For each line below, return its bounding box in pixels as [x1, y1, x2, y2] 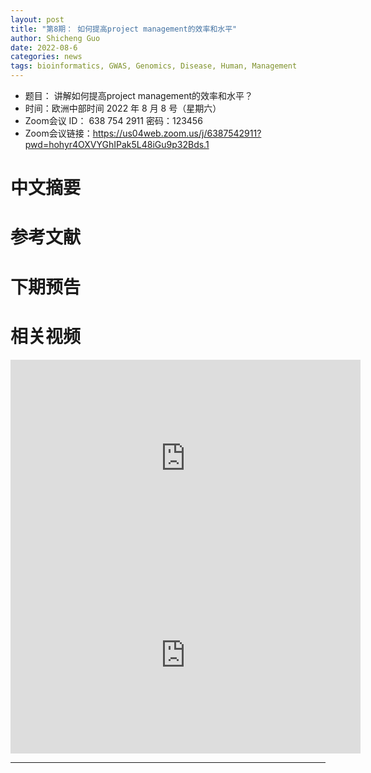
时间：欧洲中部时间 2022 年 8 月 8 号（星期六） [24, 102, 222, 114]
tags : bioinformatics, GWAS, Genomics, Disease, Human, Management [10, 61, 298, 71]
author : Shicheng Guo [10, 33, 101, 43]
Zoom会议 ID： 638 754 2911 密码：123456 [24, 115, 203, 126]
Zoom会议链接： [24, 127, 93, 139]
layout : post [10, 14, 65, 25]
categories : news [10, 52, 83, 62]
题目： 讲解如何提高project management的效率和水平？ [24, 90, 254, 101]
